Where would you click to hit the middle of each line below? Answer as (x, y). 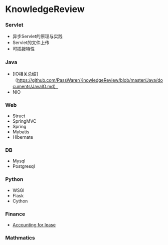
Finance (15, 214)
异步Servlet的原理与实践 (37, 37)
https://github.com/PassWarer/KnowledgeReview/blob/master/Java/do (90, 80)
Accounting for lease (34, 224)
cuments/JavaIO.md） (35, 86)
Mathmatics (20, 237)
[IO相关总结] (25, 74)
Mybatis (21, 132)
